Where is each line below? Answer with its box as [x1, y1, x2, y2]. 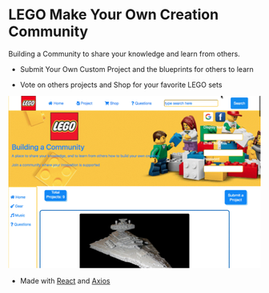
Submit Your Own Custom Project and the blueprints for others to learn [19, 64, 254, 73]
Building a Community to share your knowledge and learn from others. [8, 49, 240, 58]
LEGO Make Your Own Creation [8, 6, 219, 24]
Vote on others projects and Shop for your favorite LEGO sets [19, 80, 223, 89]
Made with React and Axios [19, 275, 110, 285]
